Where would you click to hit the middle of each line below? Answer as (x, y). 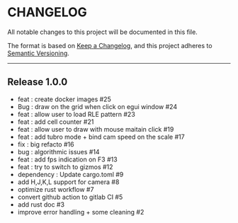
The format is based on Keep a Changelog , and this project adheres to (110, 45)
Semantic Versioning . (38, 53)
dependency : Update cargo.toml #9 (70, 174)
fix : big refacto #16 (46, 144)
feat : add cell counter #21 (56, 122)
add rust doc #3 (41, 204)
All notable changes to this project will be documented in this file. (103, 32)
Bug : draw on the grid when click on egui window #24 (97, 106)
